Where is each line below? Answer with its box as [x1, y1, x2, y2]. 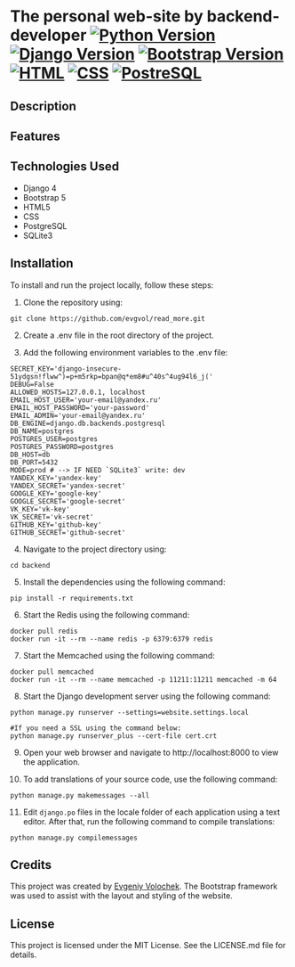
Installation [10, 256, 74, 271]
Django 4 [22, 183, 57, 193]
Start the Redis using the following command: [22, 609, 190, 620]
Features [10, 128, 60, 143]
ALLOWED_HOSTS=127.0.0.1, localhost [10, 388, 146, 397]
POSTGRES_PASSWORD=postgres [10, 442, 115, 451]
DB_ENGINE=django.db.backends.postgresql [10, 419, 166, 428]
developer [10, 25, 87, 45]
